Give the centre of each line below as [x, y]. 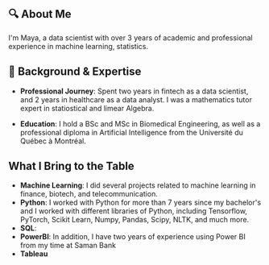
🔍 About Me [40, 14]
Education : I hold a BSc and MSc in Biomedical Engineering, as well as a [140, 123]
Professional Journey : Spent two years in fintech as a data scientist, [134, 91]
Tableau [34, 254]
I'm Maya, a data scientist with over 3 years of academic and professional [130, 37]
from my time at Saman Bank [68, 246]
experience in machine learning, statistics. [79, 46]
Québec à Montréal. [53, 141]
